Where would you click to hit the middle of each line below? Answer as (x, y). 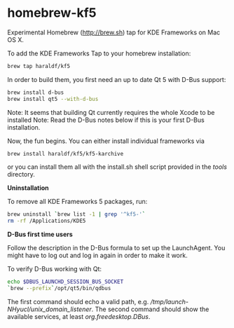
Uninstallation (28, 188)
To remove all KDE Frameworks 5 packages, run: (77, 202)
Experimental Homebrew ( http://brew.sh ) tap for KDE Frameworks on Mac (114, 32)
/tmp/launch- (170, 301)
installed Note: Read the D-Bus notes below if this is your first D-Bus (106, 120)
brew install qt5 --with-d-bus (53, 99)
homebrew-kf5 (52, 13)
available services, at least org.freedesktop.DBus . (79, 316)
